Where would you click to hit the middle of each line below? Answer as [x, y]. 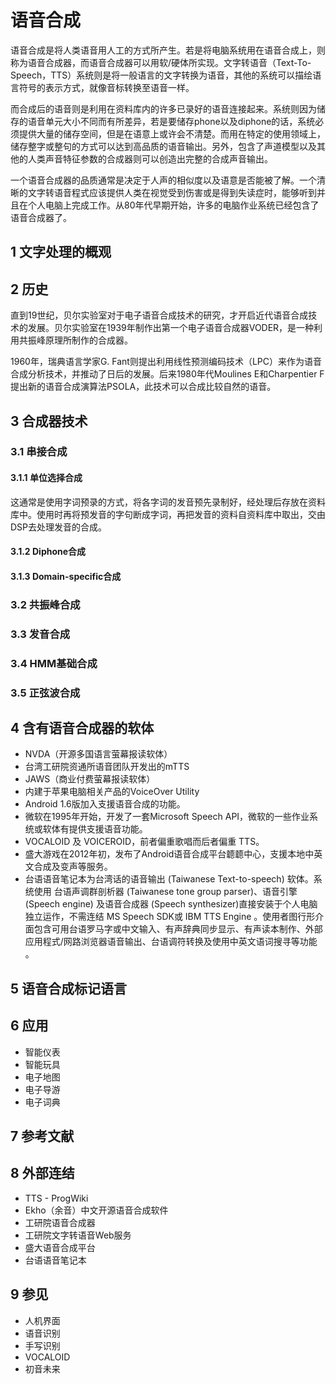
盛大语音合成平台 [60, 1247]
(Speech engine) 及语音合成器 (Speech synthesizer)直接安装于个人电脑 [171, 904]
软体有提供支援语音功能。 [95, 829]
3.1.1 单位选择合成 [46, 478]
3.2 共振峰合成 [45, 604]
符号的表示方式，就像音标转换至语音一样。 [106, 87]
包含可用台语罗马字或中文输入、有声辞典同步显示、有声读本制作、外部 [178, 929]
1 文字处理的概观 [61, 252]
